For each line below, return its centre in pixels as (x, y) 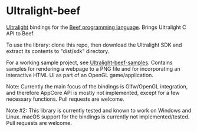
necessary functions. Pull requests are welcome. (65, 99)
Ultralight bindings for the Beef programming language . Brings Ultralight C (96, 27)
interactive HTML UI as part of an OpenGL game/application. (80, 75)
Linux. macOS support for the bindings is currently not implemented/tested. (98, 117)
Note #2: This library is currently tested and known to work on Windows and (99, 110)
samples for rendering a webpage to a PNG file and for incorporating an (93, 68)
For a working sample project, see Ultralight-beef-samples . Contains (89, 62)
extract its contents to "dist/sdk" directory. (58, 51)
